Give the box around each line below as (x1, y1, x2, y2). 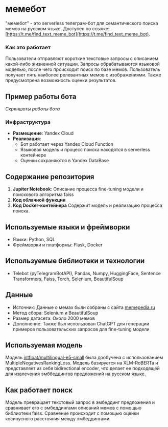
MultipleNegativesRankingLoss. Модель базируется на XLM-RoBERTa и (5, 360, 158, 366)
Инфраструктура (5, 119, 51, 126)
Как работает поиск (5, 385, 73, 394)
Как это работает (5, 44, 51, 51)
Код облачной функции (12, 197, 66, 203)
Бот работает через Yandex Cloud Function (20, 141, 114, 147)
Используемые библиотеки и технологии (5, 257, 145, 265)
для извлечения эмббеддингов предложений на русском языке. (5, 371, 146, 377)
